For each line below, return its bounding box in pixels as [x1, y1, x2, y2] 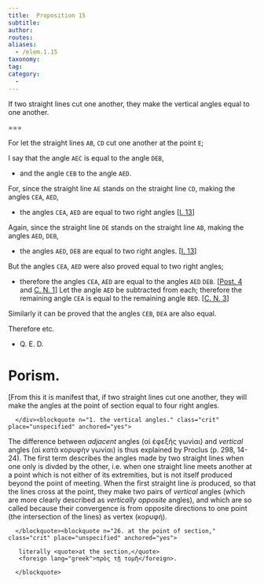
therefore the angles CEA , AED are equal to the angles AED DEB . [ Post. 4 [19, 276, 243, 286]
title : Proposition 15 [8, 11, 86, 20]
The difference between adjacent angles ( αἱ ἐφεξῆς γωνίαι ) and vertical [8, 437, 244, 446]
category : [8, 70, 41, 78]
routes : [8, 33, 34, 42]
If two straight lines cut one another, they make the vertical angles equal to [8, 99, 250, 109]
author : [8, 26, 34, 34]
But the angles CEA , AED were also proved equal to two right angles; [8, 261, 224, 271]
